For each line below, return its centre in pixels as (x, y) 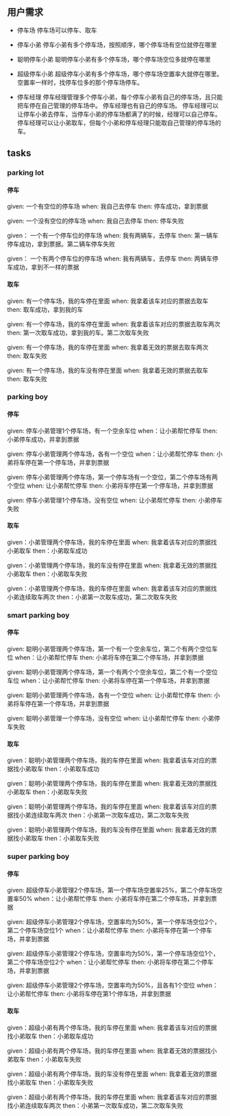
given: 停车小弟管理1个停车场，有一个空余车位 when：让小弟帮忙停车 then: (112, 430)
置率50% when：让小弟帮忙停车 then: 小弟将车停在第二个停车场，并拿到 (109, 899)
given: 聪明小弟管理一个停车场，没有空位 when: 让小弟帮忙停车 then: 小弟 (111, 718)
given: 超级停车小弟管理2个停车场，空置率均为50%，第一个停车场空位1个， (113, 954)
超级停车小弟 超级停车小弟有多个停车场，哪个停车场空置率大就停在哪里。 (120, 73)
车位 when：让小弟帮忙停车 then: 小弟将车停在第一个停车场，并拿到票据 (108, 680)
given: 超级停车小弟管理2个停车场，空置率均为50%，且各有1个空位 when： (113, 985)
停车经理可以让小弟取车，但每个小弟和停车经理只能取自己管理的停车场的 (119, 123)
